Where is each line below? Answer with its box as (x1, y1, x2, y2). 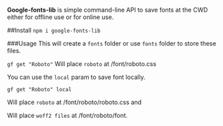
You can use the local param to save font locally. (7, 73, 146, 81)
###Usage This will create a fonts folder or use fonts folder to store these (7, 40, 217, 47)
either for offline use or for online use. (7, 13, 114, 21)
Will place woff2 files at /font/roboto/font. (7, 112, 128, 119)
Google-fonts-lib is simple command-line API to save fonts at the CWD (7, 6, 209, 14)
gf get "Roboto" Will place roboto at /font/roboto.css (7, 60, 157, 67)
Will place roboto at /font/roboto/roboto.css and (7, 98, 142, 106)
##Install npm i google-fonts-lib (7, 27, 101, 34)
